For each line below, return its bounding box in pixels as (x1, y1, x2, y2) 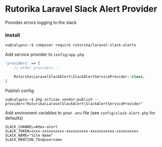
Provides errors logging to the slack (5, 19, 77, 25)
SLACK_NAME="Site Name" (5, 133, 54, 138)
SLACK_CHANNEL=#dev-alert (5, 124, 58, 129)
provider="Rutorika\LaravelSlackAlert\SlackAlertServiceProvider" (5, 101, 143, 106)
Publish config (5, 88, 34, 93)
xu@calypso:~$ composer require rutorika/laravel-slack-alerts (5, 43, 137, 48)
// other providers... (14, 65, 60, 70)
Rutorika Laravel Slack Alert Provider (5, 3, 158, 15)
